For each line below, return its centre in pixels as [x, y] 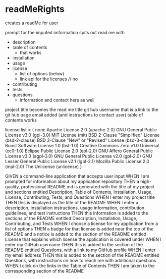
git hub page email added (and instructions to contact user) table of [74, 114]
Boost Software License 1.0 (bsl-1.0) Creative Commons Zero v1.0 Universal [82, 145]
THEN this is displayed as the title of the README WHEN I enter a [72, 202]
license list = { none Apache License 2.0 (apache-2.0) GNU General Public [81, 129]
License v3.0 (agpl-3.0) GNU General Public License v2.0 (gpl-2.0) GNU [79, 156]
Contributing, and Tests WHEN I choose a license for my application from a [82, 223]
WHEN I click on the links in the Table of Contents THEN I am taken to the [80, 266]
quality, [13, 186]
